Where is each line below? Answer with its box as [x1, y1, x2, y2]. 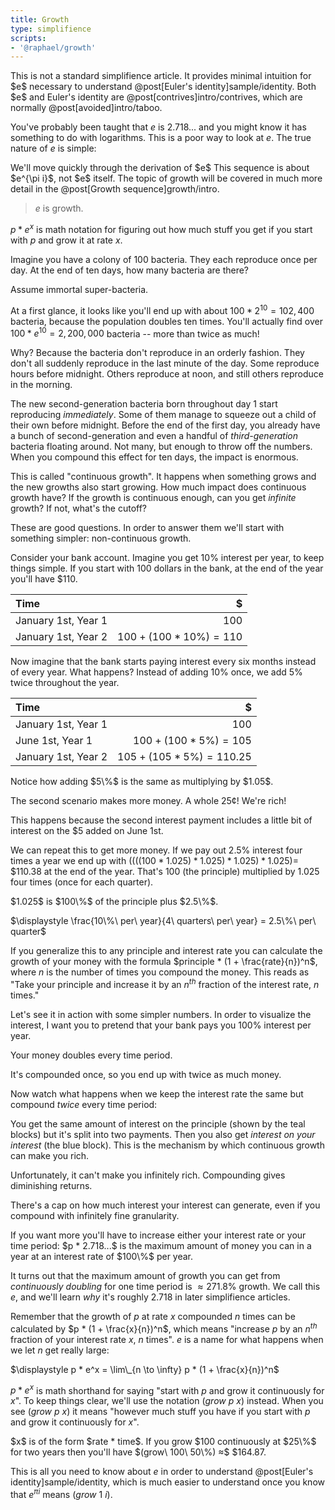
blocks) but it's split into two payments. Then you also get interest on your [10, 1128, 316, 1140]
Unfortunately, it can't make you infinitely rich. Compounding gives [10, 1169, 286, 1181]
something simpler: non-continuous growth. [10, 532, 192, 545]
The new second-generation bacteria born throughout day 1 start [10, 398, 278, 410]
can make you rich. [10, 1149, 90, 1161]
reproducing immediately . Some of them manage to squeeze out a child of [10, 409, 317, 421]
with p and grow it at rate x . [10, 234, 123, 246]
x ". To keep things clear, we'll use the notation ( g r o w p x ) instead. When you [10, 1395, 324, 1407]
